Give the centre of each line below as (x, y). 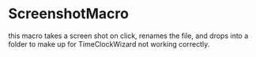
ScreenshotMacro (68, 14)
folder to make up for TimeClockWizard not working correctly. (109, 44)
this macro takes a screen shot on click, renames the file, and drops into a (128, 36)
